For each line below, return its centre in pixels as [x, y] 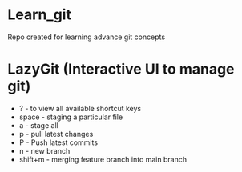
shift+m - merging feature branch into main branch [103, 159]
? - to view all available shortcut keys [80, 108]
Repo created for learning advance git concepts [87, 37]
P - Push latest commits [58, 142]
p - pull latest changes [56, 134]
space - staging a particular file [71, 117]
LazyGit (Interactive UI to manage [121, 69]
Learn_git [39, 15]
